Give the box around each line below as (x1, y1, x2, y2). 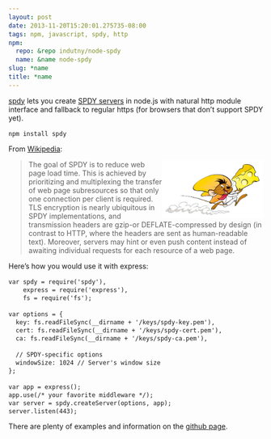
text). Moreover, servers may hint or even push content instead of (28, 237, 248, 247)
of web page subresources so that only (28, 185, 159, 195)
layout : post (8, 13, 53, 21)
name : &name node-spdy (15, 56, 92, 64)
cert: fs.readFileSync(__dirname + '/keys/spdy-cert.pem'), (15, 326, 222, 335)
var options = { (8, 310, 63, 319)
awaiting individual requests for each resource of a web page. (28, 245, 235, 255)
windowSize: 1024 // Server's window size (15, 358, 161, 367)
